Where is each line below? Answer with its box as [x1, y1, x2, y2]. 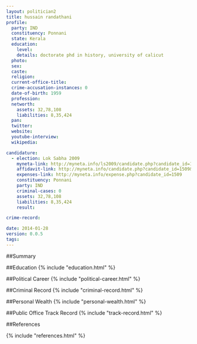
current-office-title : [11, 80, 67, 86]
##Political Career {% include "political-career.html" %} [6, 275, 141, 282]
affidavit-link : [16, 166, 57, 172]
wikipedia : [11, 139, 38, 145]
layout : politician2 [6, 8, 57, 15]
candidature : [6, 150, 38, 156]
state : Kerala [11, 36, 46, 42]
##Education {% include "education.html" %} [6, 264, 116, 271]
